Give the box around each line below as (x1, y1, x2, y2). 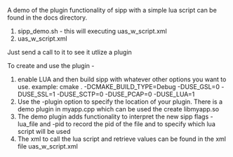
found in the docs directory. (7, 13, 88, 22)
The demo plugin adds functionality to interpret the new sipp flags (17, 112, 209, 121)
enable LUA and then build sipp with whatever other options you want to (17, 75, 227, 83)
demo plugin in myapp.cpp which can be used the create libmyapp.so (17, 105, 220, 113)
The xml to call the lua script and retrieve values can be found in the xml (17, 135, 227, 143)
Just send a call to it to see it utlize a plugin (7, 48, 132, 56)
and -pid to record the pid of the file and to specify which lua (39, 120, 215, 128)
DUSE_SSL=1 (17, 90, 55, 98)
